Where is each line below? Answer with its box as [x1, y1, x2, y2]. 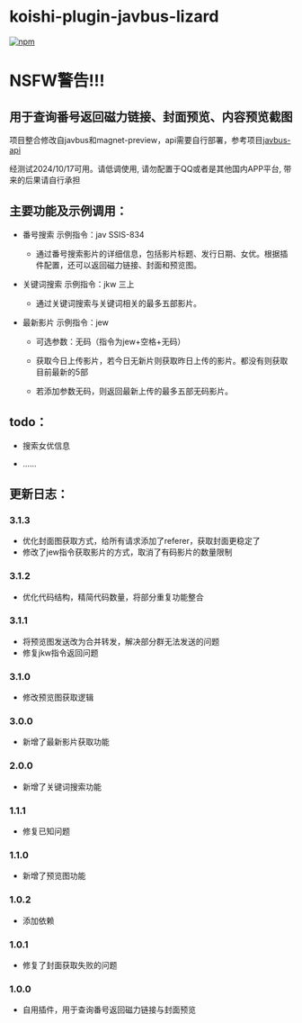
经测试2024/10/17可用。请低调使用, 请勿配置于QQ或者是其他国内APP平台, [9, 163, 281, 174]
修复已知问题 [22, 826, 70, 837]
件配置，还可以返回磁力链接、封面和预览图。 [35, 259, 202, 270]
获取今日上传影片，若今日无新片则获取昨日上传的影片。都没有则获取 [35, 355, 289, 366]
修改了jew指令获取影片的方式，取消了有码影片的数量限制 [22, 547, 233, 557]
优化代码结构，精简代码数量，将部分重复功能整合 [22, 592, 204, 602]
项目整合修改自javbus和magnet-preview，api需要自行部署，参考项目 [9, 134, 263, 145]
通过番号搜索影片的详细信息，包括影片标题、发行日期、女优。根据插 [35, 248, 289, 258]
